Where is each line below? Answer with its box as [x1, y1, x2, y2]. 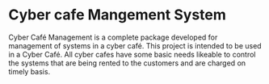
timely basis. [8, 66, 51, 76]
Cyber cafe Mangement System [8, 6, 226, 24]
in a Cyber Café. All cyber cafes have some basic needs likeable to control [8, 49, 256, 59]
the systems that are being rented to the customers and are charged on [8, 58, 246, 68]
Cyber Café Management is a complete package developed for [8, 32, 218, 42]
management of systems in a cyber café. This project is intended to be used [8, 40, 262, 50]
